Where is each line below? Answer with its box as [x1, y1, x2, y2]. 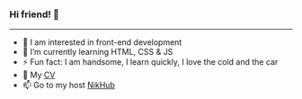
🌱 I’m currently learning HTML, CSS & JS [22, 47, 173, 58]
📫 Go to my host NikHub [22, 80, 115, 91]
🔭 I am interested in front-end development [22, 37, 182, 48]
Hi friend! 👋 [9, 8, 60, 21]
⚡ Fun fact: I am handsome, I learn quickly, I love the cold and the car [22, 57, 279, 67]
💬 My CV [22, 69, 56, 80]
